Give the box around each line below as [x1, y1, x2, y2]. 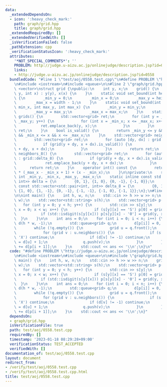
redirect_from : [5, 360, 37, 365]
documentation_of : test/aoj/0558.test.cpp [5, 351, 94, 356]
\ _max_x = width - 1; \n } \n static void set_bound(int [14, 100, 162, 105]
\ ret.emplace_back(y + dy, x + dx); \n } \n [14, 160, 157, 165]
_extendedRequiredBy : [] [9, 30, 61, 35]
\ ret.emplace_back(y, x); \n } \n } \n [14, 123, 155, 128]
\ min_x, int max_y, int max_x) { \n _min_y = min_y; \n [14, 105, 146, 110]
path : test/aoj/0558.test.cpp [9, 328, 72, 333]
